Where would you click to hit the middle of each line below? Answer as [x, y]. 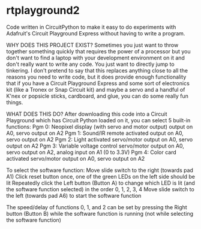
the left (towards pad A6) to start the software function [74, 195]
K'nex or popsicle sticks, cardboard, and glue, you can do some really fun [97, 96]
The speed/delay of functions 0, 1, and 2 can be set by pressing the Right [97, 207]
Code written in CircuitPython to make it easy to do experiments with [91, 27]
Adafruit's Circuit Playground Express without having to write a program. [96, 33]
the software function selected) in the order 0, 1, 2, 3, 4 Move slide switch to [100, 189]
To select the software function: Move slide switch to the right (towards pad [100, 170]
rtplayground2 [43, 10]
